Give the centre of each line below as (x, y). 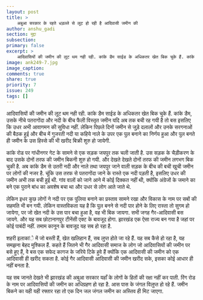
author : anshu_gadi (31, 29)
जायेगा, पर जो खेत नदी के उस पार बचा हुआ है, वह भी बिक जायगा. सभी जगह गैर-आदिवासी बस (95, 212)
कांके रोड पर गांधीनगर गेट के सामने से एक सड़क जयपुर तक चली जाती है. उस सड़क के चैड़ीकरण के (100, 152)
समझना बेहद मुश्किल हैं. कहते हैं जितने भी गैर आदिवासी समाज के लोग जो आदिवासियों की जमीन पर (98, 245)
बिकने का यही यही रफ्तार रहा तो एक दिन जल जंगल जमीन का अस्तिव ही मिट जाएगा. (85, 291)
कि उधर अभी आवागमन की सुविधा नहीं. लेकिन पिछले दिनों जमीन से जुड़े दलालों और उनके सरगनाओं (99, 127)
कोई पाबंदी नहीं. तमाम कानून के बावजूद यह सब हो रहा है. (59, 226)
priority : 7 (21, 85)
